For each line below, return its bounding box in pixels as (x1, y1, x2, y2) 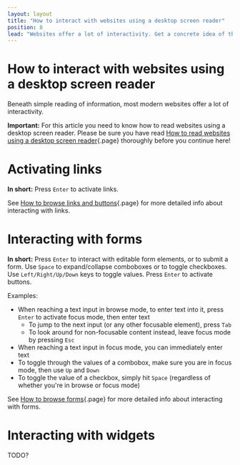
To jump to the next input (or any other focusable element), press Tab (28, 320, 232, 329)
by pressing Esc (28, 336, 75, 344)
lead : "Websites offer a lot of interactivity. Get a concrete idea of (7, 30, 225, 38)
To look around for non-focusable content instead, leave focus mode (28, 328, 231, 337)
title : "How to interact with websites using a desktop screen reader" (7, 17, 225, 24)
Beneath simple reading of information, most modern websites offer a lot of (7, 100, 229, 108)
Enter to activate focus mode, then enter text (17, 313, 150, 322)
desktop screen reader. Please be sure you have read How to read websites (7, 129, 231, 138)
